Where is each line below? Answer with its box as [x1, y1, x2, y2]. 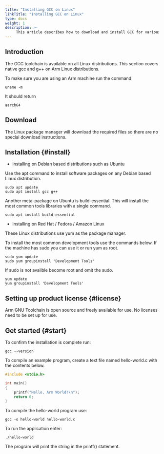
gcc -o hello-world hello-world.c [5, 417, 76, 422]
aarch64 [5, 103, 21, 108]
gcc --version [5, 349, 34, 354]
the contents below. [5, 362, 45, 368]
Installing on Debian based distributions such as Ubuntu [12, 161, 125, 167]
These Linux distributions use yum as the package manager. [5, 230, 126, 236]
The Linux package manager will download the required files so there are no [5, 129, 159, 134]
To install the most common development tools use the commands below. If [5, 240, 157, 246]
